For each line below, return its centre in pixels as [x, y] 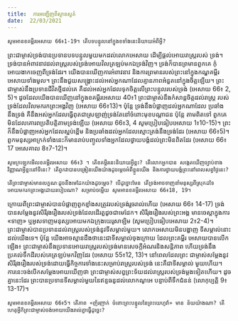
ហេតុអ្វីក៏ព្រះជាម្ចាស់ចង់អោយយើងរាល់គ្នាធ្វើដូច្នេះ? [56, 310]
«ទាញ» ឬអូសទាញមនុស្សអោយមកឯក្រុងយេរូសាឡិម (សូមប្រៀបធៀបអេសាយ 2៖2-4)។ [110, 220]
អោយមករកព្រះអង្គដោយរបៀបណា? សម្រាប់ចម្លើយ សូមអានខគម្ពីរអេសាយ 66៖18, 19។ [99, 190]
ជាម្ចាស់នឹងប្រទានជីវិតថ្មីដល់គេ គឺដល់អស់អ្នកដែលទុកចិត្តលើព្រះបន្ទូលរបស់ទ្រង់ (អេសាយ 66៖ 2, [119, 88]
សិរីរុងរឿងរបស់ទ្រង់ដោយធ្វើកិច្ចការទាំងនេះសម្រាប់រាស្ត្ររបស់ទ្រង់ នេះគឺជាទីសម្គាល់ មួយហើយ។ [115, 263]
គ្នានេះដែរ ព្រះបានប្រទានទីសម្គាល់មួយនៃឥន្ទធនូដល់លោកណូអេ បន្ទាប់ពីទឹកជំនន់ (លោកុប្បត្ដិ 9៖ [117, 280]
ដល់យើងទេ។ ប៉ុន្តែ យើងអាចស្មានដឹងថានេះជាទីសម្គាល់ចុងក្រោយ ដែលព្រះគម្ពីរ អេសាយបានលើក [118, 238]
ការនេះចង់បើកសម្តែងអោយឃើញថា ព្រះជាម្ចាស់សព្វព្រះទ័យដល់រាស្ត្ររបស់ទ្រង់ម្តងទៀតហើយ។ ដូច [119, 271]
